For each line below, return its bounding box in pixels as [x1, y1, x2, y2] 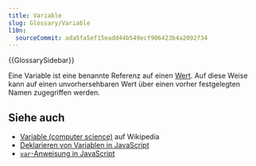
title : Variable [8, 11, 62, 20]
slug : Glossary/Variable [8, 19, 91, 27]
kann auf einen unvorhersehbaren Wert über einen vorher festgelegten [8, 79, 241, 89]
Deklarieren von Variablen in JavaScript [19, 141, 149, 150]
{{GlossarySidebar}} [8, 56, 76, 65]
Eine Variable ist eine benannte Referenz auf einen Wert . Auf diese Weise [8, 71, 248, 80]
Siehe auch [8, 110, 65, 124]
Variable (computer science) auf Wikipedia [19, 132, 160, 141]
